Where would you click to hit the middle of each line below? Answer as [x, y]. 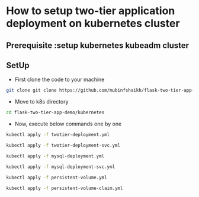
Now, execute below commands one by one [68, 124]
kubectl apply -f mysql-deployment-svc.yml [61, 167]
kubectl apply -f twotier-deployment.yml [58, 135]
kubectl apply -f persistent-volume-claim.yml [65, 188]
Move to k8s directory [42, 102]
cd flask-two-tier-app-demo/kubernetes [55, 113]
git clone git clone [32, 91]
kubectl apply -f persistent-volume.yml [57, 177]
